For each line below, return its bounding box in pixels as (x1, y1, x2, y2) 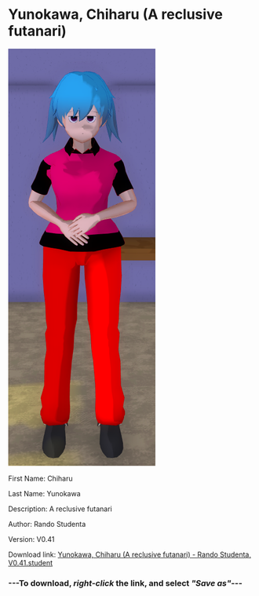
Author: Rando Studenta (8, 519, 86, 528)
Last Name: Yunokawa (8, 488, 81, 498)
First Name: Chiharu (8, 474, 73, 483)
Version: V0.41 (8, 534, 55, 543)
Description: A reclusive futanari (8, 504, 112, 514)
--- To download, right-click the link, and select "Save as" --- (8, 577, 243, 588)
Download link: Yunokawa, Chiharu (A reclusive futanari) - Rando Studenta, (8, 550, 251, 559)
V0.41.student (8, 558, 53, 567)
